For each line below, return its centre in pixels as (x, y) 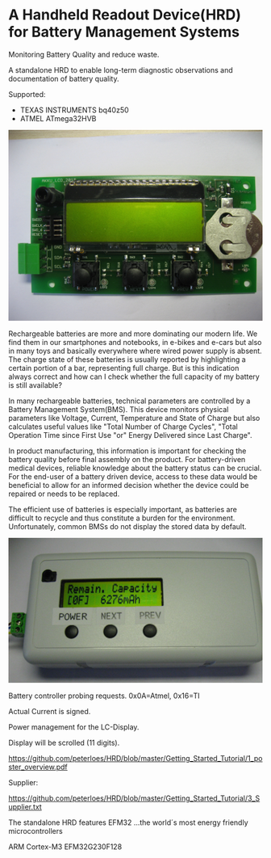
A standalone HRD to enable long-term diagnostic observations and (121, 69)
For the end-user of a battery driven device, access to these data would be (133, 476)
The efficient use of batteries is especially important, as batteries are (123, 509)
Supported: (27, 94)
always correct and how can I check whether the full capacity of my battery (134, 376)
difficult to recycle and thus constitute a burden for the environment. (122, 518)
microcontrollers (35, 831)
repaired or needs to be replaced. (64, 494)
